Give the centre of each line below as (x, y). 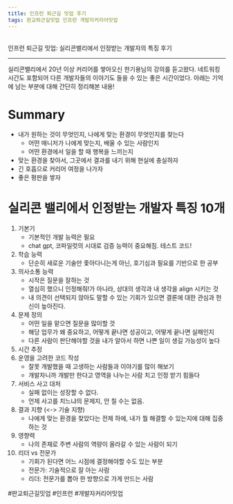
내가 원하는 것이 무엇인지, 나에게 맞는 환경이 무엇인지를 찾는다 (101, 135)
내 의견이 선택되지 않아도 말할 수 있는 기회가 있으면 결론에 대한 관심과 (121, 298)
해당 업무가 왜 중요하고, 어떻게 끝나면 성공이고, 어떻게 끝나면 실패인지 (121, 332)
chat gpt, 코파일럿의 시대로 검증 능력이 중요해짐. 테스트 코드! (110, 246)
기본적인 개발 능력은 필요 (62, 237)
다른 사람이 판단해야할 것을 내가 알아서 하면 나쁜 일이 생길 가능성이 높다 (124, 341)
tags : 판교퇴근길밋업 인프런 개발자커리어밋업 (63, 20)
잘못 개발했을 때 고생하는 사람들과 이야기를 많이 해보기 (101, 367)
